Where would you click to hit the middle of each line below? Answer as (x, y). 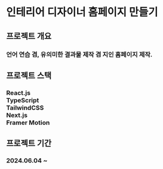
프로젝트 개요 (29, 36)
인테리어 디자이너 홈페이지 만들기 (82, 12)
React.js (19, 93)
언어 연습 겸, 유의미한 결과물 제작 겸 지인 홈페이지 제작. (79, 54)
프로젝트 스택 (29, 75)
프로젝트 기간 (29, 143)
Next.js (17, 115)
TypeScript (23, 100)
